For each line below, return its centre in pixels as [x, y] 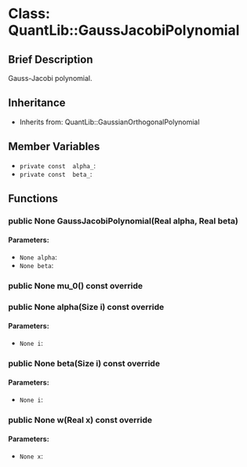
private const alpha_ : [58, 165]
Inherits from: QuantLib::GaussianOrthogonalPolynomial [109, 122]
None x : [31, 456]
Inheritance [37, 103]
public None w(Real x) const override [80, 420]
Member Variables [54, 147]
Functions [33, 199]
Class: [29, 14]
